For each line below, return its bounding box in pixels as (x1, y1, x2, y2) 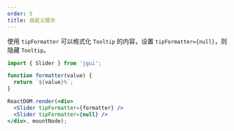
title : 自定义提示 (7, 17, 56, 24)
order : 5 (7, 10, 33, 18)
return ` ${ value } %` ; (13, 78, 74, 86)
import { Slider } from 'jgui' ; (7, 60, 102, 67)
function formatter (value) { (7, 72, 92, 79)
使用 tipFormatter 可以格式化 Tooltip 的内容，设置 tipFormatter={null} (7, 36, 215, 46)
